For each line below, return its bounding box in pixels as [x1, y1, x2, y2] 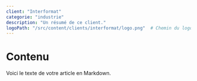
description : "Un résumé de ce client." [6, 19, 107, 25]
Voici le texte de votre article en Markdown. [6, 70, 111, 77]
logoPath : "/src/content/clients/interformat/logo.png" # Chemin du [6, 25, 180, 31]
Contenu [6, 50, 49, 63]
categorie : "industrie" [6, 14, 64, 20]
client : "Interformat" [6, 8, 62, 15]
